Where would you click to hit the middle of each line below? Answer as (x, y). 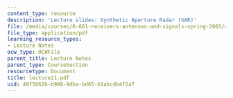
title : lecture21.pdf (38, 78)
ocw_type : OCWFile (34, 52)
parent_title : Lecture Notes (49, 59)
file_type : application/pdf (48, 33)
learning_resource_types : (44, 39)
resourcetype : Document (42, 71)
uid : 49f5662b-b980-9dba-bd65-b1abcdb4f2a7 (71, 84)
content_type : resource (42, 13)
